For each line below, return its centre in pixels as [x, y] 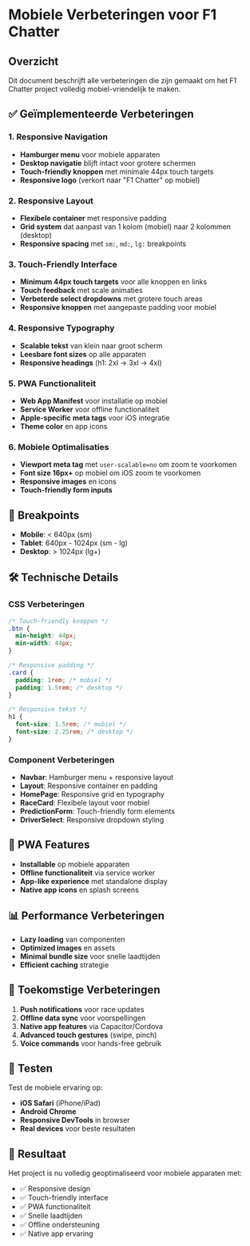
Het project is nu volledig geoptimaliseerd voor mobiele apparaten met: [125, 1173]
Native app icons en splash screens [79, 890]
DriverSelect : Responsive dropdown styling [92, 820]
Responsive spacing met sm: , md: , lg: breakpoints [103, 243]
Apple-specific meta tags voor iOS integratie [95, 417]
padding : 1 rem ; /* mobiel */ [64, 680]
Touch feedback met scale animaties [81, 291]
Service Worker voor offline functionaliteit [89, 409]
